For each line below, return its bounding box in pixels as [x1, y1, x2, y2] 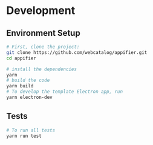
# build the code [6, 77, 50, 84]
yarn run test [6, 133, 42, 139]
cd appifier [6, 55, 36, 61]
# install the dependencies [6, 66, 77, 72]
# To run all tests [6, 127, 56, 133]
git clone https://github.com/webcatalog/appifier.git [6, 49, 148, 55]
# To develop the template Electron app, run [6, 89, 123, 95]
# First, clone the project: [6, 44, 80, 50]
